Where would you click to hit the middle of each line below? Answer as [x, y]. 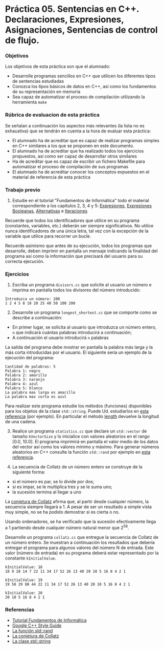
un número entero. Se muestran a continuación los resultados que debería [80, 543]
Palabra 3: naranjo [25, 380]
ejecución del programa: [30, 358]
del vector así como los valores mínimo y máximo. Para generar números [86, 447]
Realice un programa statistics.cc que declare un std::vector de [79, 431]
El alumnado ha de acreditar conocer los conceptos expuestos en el [81, 172]
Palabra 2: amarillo [26, 375]
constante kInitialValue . [31, 558]
